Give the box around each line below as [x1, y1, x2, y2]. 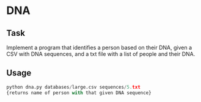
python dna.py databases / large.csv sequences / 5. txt [6, 84, 141, 90]
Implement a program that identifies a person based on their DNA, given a [6, 44, 192, 51]
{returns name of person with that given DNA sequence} [6, 89, 152, 96]
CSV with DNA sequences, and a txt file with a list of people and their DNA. [6, 50, 196, 58]
